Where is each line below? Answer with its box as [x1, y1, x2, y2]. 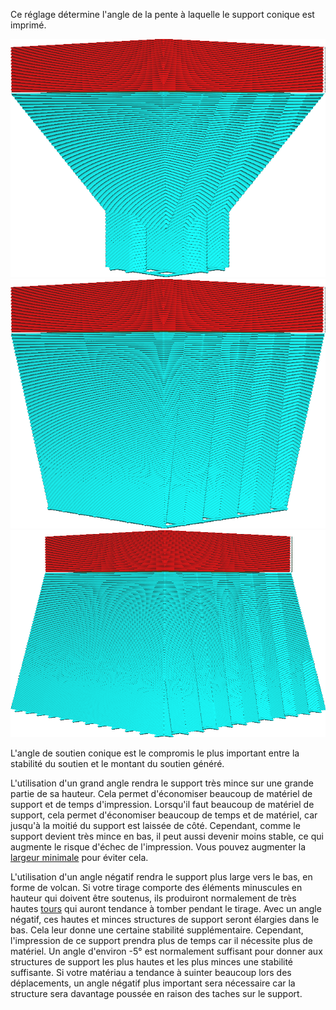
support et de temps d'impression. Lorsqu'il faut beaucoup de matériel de [10, 798, 315, 810]
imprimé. [10, 19, 47, 31]
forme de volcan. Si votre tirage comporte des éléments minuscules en [10, 881, 303, 893]
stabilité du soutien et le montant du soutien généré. [10, 757, 225, 769]
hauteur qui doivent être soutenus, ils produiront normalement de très [10, 892, 297, 904]
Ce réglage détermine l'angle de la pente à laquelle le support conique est [10, 9, 315, 20]
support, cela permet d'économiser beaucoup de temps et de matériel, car [10, 809, 318, 821]
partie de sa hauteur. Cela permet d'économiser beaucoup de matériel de [10, 787, 313, 799]
